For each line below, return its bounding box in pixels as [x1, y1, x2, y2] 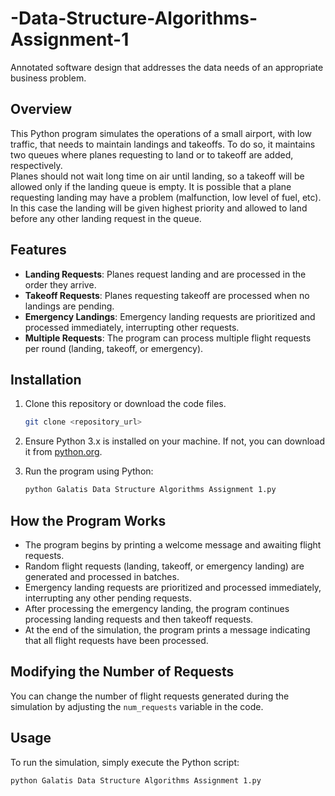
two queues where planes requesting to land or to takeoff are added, [10, 148, 294, 161]
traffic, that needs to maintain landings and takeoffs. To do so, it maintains [10, 138, 316, 150]
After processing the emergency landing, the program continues [24, 602, 290, 614]
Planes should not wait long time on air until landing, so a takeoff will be [10, 170, 305, 182]
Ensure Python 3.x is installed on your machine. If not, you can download [24, 435, 326, 447]
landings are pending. [24, 300, 115, 312]
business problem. [10, 72, 87, 84]
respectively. [10, 159, 63, 171]
